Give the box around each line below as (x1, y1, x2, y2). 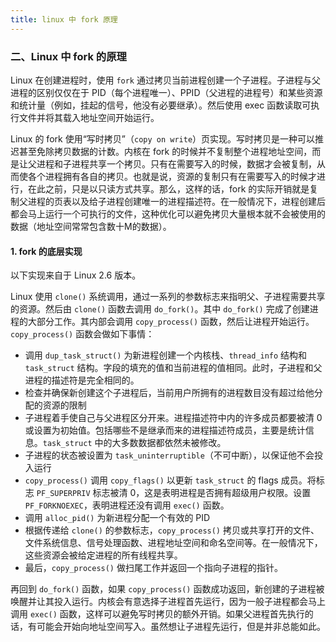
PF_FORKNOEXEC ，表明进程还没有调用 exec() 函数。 (24, 499, 230, 511)
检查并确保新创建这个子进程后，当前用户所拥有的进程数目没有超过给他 (24, 387, 315, 399)
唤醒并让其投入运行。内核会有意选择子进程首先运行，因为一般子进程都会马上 (10, 596, 326, 608)
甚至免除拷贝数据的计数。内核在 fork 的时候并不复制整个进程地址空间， (18, 145, 313, 157)
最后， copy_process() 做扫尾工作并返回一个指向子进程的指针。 (24, 562, 283, 574)
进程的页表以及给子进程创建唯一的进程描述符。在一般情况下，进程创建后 (27, 195, 326, 207)
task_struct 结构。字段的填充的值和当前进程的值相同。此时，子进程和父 (24, 362, 323, 374)
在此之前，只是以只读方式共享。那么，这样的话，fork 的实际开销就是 (27, 182, 310, 195)
